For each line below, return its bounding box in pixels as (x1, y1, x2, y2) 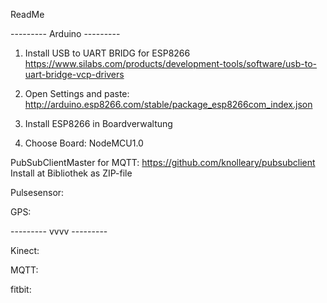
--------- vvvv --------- (10, 225, 108, 237)
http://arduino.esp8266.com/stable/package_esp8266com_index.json (24, 99, 313, 110)
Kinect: (10, 245, 40, 256)
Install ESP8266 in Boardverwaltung (24, 118, 173, 129)
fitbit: (10, 284, 32, 295)
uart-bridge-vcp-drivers (24, 69, 125, 80)
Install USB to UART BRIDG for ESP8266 (24, 47, 191, 59)
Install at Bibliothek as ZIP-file (10, 167, 133, 179)
